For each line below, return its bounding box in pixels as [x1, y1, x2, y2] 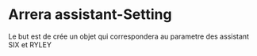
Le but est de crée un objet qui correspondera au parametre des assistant [8, 32, 250, 41]
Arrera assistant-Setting [8, 6, 172, 24]
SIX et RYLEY [8, 39, 52, 49]
